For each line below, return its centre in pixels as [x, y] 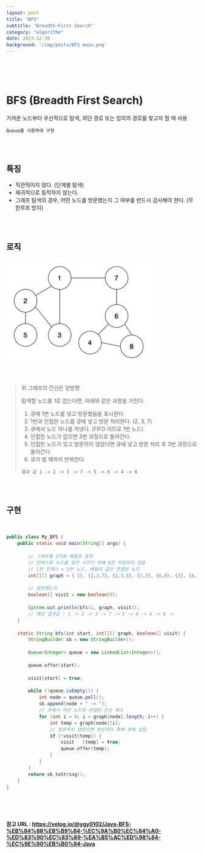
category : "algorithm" [35, 32]
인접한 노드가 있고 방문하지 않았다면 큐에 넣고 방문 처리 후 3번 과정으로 [114, 444]
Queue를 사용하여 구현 [30, 131]
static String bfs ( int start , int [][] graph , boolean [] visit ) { [102, 633]
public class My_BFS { [35, 537]
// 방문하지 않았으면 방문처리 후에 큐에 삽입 [98, 730]
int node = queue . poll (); [71, 697]
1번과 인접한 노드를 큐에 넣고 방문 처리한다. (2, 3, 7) [91, 421]
